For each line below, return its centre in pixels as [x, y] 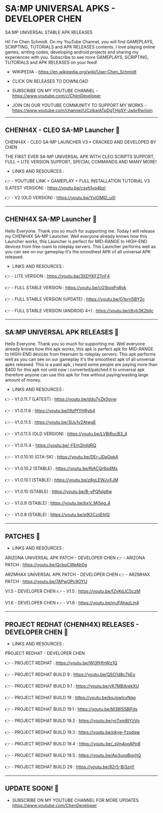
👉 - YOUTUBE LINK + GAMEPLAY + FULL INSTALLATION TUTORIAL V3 [78, 181]
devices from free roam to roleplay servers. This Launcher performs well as [81, 247]
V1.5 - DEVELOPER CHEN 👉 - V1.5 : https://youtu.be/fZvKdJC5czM [73, 591]
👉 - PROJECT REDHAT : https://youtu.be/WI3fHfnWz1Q [61, 663]
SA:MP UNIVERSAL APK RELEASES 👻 [62, 332]
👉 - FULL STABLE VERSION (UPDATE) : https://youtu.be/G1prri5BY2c [75, 299]
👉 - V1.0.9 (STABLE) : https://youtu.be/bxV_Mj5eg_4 [58, 503]
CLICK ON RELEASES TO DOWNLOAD [50, 81]
